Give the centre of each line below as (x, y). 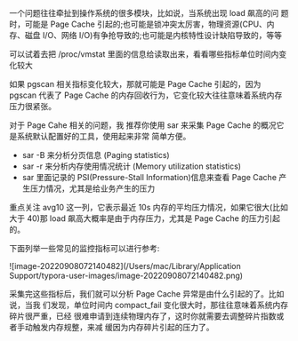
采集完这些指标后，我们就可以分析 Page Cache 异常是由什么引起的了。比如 (147, 294)
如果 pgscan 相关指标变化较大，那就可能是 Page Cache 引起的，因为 (135, 84)
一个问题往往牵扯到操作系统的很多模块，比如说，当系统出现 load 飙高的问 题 (149, 13)
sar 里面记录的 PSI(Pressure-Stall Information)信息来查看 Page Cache (149, 177)
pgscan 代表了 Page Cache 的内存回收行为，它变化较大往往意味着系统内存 (146, 95)
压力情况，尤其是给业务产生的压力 (93, 188)
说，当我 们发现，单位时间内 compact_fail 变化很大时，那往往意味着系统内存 (149, 305)
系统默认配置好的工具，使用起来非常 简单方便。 (104, 136)
